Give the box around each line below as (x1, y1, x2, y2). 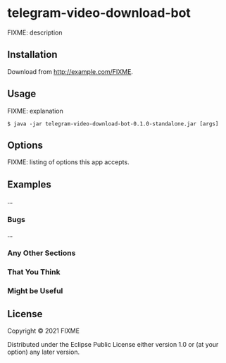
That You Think (7, 267, 61, 277)
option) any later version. (7, 347, 80, 357)
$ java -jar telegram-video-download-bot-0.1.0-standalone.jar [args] (7, 120, 219, 128)
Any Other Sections (7, 248, 76, 258)
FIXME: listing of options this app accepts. (7, 158, 130, 166)
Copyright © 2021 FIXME (7, 326, 80, 336)
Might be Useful (7, 286, 63, 296)
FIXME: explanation (7, 106, 63, 115)
